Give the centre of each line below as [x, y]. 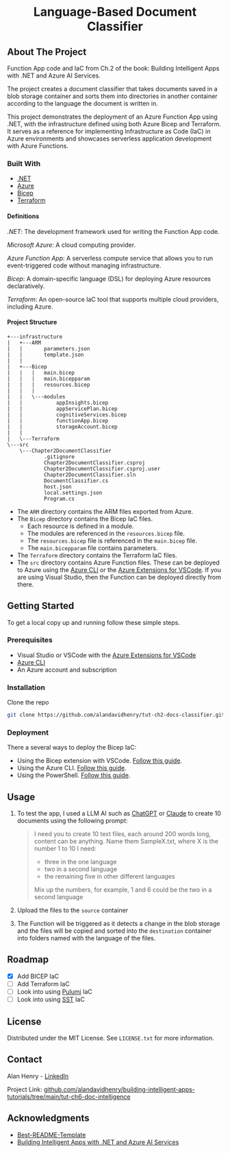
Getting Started [41, 606]
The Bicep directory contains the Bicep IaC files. [85, 519]
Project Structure [32, 322]
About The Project [47, 52]
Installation [26, 687]
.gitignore [59, 457]
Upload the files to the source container [73, 910]
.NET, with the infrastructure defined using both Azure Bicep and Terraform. [114, 124]
